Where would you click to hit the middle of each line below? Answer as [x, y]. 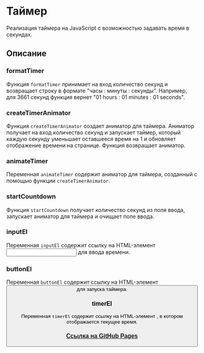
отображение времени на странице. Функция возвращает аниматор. [96, 145]
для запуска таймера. [102, 290]
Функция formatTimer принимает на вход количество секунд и [87, 84]
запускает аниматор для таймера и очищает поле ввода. [80, 216]
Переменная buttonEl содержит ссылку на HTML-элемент [82, 282]
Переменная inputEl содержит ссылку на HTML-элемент [81, 245]
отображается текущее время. [102, 322]
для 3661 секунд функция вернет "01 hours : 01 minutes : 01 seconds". [96, 97]
